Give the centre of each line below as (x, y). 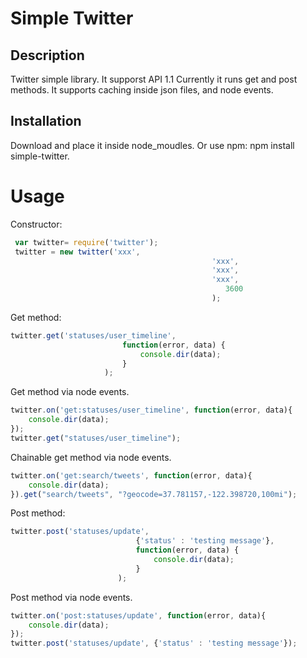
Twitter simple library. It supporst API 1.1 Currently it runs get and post (154, 79)
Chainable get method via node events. (91, 457)
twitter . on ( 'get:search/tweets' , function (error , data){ (131, 475)
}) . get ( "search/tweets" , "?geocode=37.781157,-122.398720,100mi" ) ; (154, 494)
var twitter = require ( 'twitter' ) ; (86, 242)
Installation (46, 121)
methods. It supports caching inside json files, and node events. (142, 90)
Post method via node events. (71, 597)
